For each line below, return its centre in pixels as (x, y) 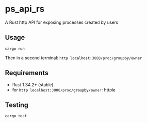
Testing (17, 105)
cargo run (15, 49)
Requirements (27, 73)
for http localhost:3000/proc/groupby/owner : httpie (64, 90)
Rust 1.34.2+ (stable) (33, 85)
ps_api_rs (25, 9)
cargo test (16, 116)
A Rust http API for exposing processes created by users (62, 22)
